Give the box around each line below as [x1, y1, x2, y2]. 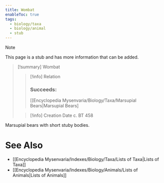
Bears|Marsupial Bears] [30, 103, 79, 109]
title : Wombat [5, 7, 35, 13]
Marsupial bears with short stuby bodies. [5, 122, 90, 128]
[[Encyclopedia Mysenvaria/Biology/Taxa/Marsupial [30, 97, 137, 103]
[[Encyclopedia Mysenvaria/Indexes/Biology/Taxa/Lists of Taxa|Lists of [12, 156, 159, 162]
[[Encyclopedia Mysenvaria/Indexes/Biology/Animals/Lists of [12, 167, 138, 173]
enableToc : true [5, 12, 39, 17]
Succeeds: [30, 86, 57, 93]
